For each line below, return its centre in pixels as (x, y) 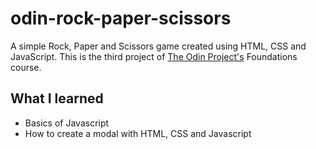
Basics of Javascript (67, 123)
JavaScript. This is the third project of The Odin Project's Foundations (154, 56)
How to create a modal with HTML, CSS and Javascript (138, 133)
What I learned (57, 98)
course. (26, 67)
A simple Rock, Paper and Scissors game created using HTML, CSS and (158, 46)
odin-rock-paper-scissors (121, 18)
